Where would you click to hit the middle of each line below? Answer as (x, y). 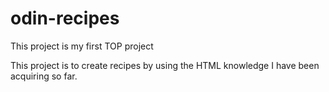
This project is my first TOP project (82, 46)
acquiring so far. (44, 76)
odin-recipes (65, 18)
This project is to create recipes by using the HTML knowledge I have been (165, 65)
